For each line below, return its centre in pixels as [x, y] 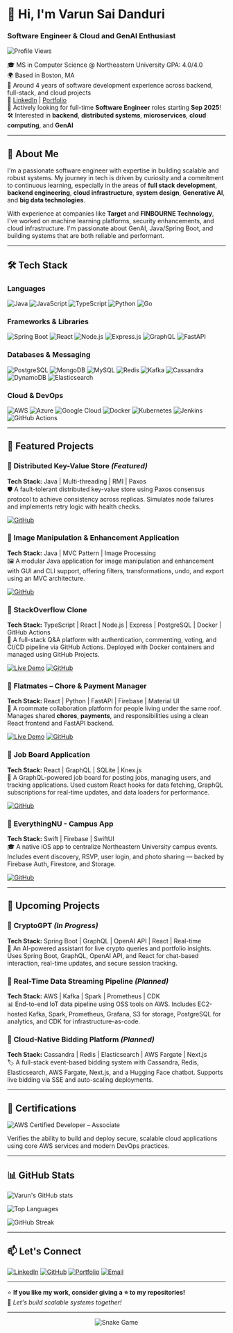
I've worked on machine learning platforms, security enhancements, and [111, 221]
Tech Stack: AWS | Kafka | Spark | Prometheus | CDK [84, 996]
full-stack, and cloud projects [49, 93]
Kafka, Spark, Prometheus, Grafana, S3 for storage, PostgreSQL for [125, 1014]
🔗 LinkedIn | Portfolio [37, 100]
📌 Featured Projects [51, 446]
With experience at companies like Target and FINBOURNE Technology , [111, 214]
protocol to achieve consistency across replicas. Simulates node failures [110, 499]
